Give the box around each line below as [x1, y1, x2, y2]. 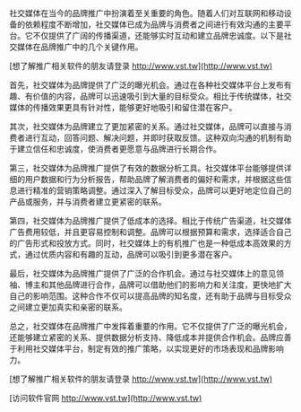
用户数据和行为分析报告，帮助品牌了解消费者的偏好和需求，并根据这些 [24, 174, 284, 184]
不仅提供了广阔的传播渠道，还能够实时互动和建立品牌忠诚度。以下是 [32, 31, 284, 40]
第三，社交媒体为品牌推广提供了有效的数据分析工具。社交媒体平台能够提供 [9, 162, 284, 173]
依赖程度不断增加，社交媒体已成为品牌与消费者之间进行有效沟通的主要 [24, 19, 284, 30]
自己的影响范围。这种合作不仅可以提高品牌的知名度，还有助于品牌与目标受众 [9, 291, 292, 301]
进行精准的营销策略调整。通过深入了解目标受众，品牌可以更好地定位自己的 [16, 185, 292, 196]
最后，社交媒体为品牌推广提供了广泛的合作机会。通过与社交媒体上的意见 [9, 268, 276, 278]
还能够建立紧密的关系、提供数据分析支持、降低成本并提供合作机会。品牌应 [9, 332, 284, 343]
